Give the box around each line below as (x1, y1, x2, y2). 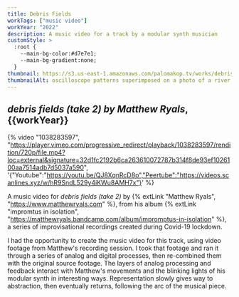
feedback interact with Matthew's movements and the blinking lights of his (7, 266, 225, 275)
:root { (14, 43, 37, 51)
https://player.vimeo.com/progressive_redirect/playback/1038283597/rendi (10, 140, 231, 150)
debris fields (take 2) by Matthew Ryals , (7, 103, 188, 115)
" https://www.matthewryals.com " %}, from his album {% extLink (7, 200, 197, 209)
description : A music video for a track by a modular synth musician (7, 30, 218, 38)
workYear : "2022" (7, 24, 59, 31)
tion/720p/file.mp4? (7, 148, 65, 157)
